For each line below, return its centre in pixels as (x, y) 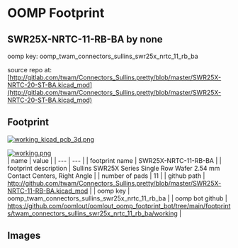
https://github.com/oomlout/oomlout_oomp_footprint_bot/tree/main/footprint (119, 205)
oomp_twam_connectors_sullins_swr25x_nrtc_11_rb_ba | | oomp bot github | (118, 198)
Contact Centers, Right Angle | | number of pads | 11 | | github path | (106, 176)
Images (24, 236)
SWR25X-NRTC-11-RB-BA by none (85, 39)
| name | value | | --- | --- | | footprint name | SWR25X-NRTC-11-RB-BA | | (114, 160)
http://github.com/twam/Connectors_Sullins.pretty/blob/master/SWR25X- (114, 183)
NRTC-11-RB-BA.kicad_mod (48, 191)
